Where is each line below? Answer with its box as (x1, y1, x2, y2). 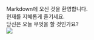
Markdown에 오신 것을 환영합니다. (6, 5, 88, 12)
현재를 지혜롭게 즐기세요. (6, 13, 65, 20)
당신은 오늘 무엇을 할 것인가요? (6, 21, 79, 27)
